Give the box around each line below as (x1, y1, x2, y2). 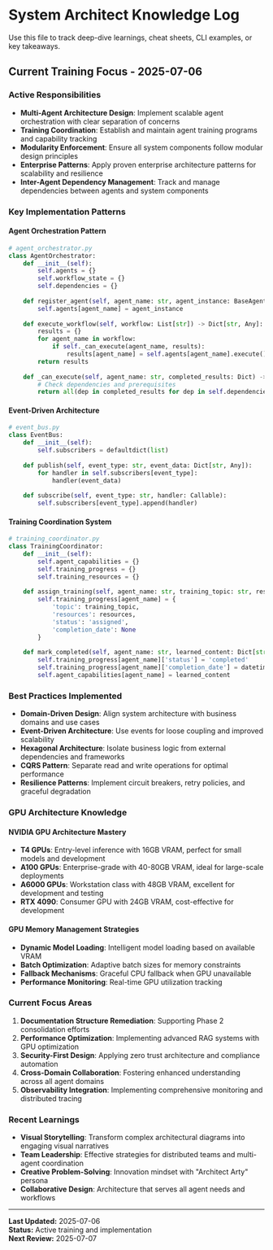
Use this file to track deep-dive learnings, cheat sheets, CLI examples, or (8, 33, 253, 42)
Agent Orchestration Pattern (8, 226, 106, 236)
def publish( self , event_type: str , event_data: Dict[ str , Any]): (23, 461, 253, 470)
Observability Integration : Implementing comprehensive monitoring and (19, 1085, 263, 1095)
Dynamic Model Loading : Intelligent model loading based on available (19, 942, 256, 952)
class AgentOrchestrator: (8, 251, 96, 260)
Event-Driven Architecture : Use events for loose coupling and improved (19, 726, 264, 736)
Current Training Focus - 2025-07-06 (8, 65, 203, 79)
